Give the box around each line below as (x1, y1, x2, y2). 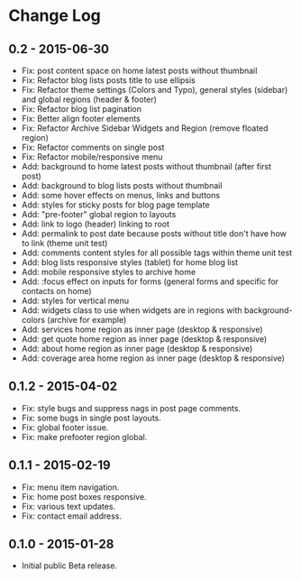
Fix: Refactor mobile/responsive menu (21, 152, 163, 162)
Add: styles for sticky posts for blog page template (21, 199, 210, 210)
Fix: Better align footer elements (21, 114, 141, 124)
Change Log (8, 5, 101, 26)
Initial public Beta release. (21, 560, 118, 571)
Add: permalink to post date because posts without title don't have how (21, 228, 287, 239)
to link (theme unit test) (21, 238, 108, 248)
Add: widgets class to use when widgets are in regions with (21, 305, 242, 316)
